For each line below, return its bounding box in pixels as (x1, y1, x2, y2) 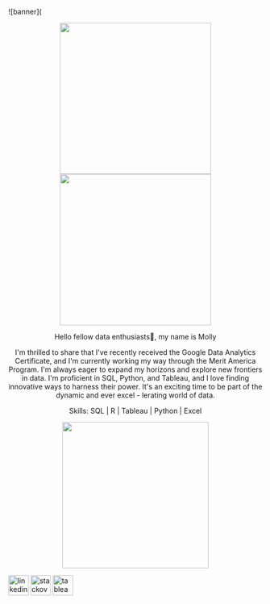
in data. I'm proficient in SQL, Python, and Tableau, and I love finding (21, 373, 250, 382)
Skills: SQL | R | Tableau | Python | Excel (69, 406, 202, 415)
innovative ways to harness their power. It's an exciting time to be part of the (8, 382, 263, 391)
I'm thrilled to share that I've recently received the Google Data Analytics (15, 348, 256, 357)
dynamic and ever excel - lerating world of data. (56, 390, 215, 400)
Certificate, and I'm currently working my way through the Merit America (15, 356, 256, 365)
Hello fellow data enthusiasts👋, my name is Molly (54, 332, 217, 341)
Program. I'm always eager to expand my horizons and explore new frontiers (8, 364, 263, 374)
